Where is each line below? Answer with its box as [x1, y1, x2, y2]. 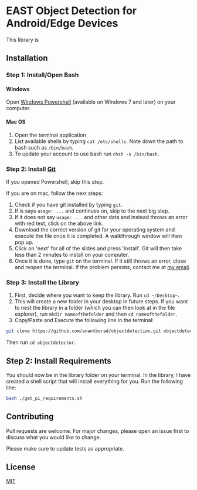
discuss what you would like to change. [6, 433, 101, 441]
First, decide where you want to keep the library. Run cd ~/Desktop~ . [14, 292, 180, 299]
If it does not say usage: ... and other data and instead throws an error [14, 213, 188, 220]
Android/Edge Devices [6, 16, 118, 30]
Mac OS [6, 118, 26, 125]
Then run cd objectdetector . [6, 339, 76, 346]
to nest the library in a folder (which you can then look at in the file [14, 304, 175, 312]
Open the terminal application [14, 131, 87, 138]
